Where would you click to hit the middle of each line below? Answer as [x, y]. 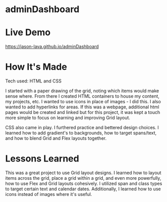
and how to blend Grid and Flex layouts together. [56, 138]
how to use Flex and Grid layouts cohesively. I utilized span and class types [84, 184]
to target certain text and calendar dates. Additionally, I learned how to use [83, 189]
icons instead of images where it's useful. [49, 194]
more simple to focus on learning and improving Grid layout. [68, 118]
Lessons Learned [42, 159]
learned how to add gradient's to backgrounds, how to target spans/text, [81, 133]
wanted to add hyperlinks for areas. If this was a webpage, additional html [82, 107]
